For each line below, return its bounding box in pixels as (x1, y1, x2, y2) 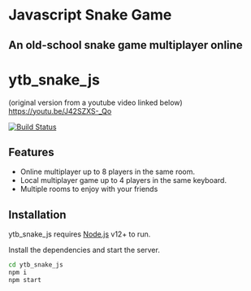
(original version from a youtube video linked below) (8, 98, 183, 107)
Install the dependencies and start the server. (8, 245, 160, 255)
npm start (8, 276, 42, 284)
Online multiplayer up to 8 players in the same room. (19, 167, 196, 176)
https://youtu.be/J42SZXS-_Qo (8, 106, 112, 115)
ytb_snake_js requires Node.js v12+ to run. (8, 229, 151, 239)
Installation (8, 207, 67, 221)
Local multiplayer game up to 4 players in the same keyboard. (19, 176, 227, 185)
